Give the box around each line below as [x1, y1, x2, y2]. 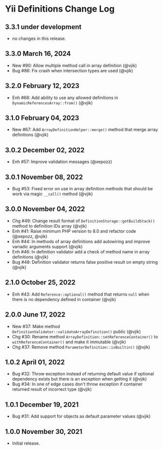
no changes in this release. [12, 35, 66, 41]
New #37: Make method [12, 323, 60, 329]
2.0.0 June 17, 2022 [5, 311, 65, 319]
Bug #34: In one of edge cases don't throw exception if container [12, 381, 143, 387]
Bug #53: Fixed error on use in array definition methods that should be [12, 186, 153, 192]
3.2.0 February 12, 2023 [5, 82, 80, 90]
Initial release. [12, 440, 40, 446]
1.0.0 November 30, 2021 [5, 427, 82, 435]
